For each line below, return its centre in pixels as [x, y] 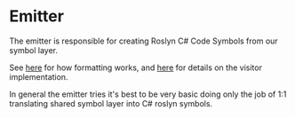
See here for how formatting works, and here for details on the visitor [136, 67]
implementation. [39, 76]
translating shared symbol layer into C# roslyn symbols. [111, 103]
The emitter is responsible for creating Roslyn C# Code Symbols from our [144, 41]
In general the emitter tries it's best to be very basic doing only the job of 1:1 [148, 94]
